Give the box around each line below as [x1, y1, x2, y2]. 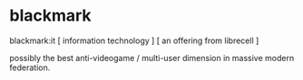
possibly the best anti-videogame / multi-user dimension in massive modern [9, 52, 295, 63]
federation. [9, 62, 51, 73]
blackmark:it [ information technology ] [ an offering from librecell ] [9, 35, 259, 46]
